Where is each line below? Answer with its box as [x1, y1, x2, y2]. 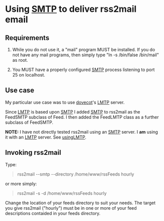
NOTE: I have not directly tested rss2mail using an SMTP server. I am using [5, 129, 158, 135]
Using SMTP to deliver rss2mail [5, 3, 137, 15]
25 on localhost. [12, 72, 45, 77]
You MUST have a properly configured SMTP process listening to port [12, 67, 155, 73]
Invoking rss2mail [5, 148, 61, 157]
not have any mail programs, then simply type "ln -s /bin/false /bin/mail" [12, 52, 159, 58]
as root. [12, 57, 28, 63]
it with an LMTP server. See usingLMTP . [5, 134, 86, 140]
